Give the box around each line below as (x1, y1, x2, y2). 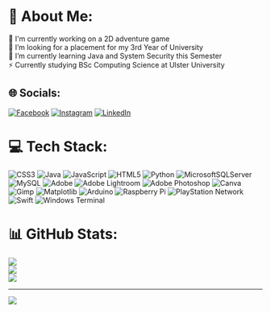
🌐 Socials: (8, 86, 61, 100)
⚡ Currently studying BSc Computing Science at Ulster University (8, 60, 225, 69)
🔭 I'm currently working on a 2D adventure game (8, 34, 170, 43)
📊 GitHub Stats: (8, 224, 119, 243)
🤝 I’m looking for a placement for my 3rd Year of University (8, 42, 204, 51)
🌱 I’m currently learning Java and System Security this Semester (8, 51, 223, 60)
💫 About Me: (8, 7, 94, 26)
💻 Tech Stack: (8, 137, 108, 155)
